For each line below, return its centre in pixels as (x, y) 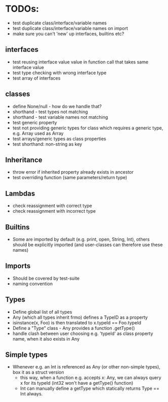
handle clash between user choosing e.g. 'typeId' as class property (83, 333)
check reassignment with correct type (52, 206)
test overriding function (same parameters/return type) (70, 178)
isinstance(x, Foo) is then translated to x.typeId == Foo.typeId (77, 322)
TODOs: (22, 9)
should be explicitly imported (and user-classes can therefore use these (88, 245)
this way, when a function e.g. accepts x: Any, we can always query (91, 378)
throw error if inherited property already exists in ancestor (73, 172)
